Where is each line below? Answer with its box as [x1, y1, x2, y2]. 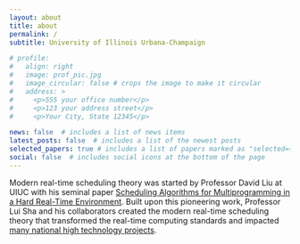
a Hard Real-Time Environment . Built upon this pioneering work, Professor [9, 196, 281, 207]
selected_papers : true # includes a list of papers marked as [9, 144, 246, 154]
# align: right [9, 62, 74, 71]
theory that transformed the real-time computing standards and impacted [9, 215, 279, 225]
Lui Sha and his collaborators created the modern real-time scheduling [9, 206, 270, 216]
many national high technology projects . [9, 224, 157, 235]
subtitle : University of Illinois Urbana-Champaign [9, 37, 205, 47]
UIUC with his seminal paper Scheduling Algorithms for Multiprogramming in [9, 186, 290, 197]
